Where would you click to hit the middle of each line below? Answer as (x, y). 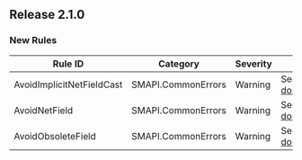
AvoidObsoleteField (55, 136)
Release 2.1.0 (47, 15)
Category (179, 64)
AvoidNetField (44, 110)
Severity (253, 64)
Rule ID (68, 64)
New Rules (33, 40)
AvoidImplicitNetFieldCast (68, 84)
